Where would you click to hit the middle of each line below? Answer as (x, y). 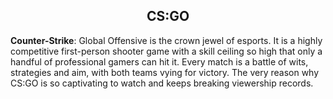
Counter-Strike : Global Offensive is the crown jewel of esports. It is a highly (166, 40)
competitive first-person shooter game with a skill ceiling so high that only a (166, 51)
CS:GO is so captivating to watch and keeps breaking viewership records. (162, 83)
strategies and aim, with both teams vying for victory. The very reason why (165, 72)
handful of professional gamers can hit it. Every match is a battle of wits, (159, 61)
